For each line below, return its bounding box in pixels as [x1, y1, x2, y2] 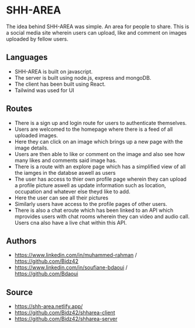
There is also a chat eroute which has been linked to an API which [14, 207, 174, 214]
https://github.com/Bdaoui [14, 270, 78, 278]
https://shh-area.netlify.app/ [14, 303, 83, 310]
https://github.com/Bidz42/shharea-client [14, 309, 115, 316]
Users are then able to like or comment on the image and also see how [14, 150, 185, 157]
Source [6, 287, 33, 297]
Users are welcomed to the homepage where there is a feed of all [14, 126, 173, 133]
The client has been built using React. [14, 80, 106, 87]
